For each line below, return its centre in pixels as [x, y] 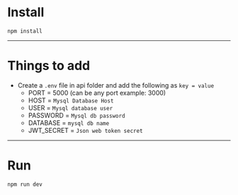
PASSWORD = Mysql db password [76, 115]
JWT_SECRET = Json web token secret [85, 130]
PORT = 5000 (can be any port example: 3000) [97, 93]
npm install [25, 31]
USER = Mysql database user [70, 107]
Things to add [49, 66]
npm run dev [25, 184]
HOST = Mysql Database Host [71, 100]
